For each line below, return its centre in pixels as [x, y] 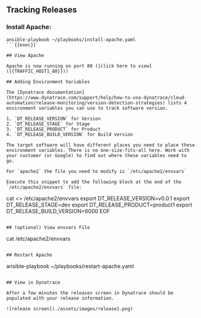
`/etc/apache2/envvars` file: [44, 187]
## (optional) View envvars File [48, 227]
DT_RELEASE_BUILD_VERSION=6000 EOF [58, 211]
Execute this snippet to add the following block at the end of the [94, 182]
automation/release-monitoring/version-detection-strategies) [86, 103]
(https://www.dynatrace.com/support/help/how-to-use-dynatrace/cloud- [97, 98]
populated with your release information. [60, 298]
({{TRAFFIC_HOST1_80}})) [37, 71]
